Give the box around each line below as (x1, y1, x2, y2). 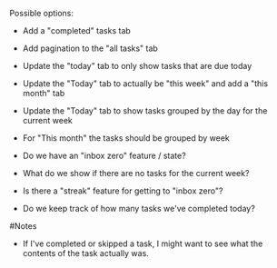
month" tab (22, 88, 65, 98)
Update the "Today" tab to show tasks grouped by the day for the (22, 105, 268, 116)
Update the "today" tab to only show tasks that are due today (22, 61, 252, 71)
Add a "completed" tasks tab (22, 25, 132, 35)
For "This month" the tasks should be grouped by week (22, 133, 230, 144)
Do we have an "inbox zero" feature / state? (22, 150, 186, 161)
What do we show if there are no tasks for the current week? (22, 168, 250, 178)
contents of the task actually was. (22, 248, 150, 258)
